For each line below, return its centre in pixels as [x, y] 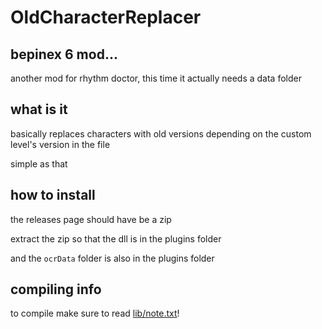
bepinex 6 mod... [64, 54]
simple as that [39, 163]
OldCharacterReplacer [106, 17]
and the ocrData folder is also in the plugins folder [112, 258]
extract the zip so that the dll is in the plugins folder [116, 238]
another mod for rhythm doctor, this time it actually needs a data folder [156, 78]
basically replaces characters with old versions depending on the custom [161, 133]
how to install [53, 195]
